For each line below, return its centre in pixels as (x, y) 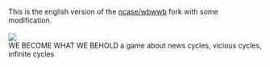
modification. (30, 20)
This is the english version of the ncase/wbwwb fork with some (114, 12)
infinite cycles (31, 54)
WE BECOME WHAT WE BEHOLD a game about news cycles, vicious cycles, (135, 45)
